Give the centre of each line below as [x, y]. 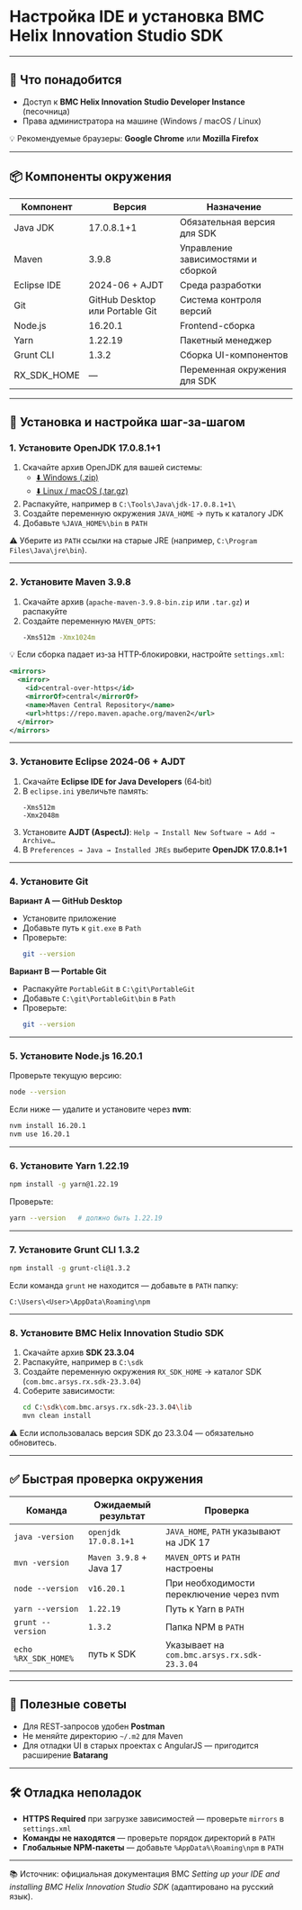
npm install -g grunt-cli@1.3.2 [70, 1269]
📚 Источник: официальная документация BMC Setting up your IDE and [145, 1874]
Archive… [39, 841]
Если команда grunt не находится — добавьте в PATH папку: [124, 1285]
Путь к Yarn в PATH [204, 1608]
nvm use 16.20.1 [40, 1134]
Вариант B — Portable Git [58, 971]
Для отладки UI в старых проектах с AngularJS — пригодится [140, 1745]
